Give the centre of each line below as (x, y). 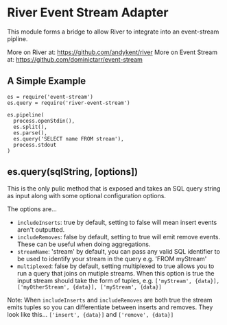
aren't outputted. (41, 229)
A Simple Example (47, 81)
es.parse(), (31, 133)
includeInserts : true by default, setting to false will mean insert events (117, 222)
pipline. (17, 38)
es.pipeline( (26, 115)
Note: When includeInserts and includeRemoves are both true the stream (110, 300)
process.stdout (35, 145)
